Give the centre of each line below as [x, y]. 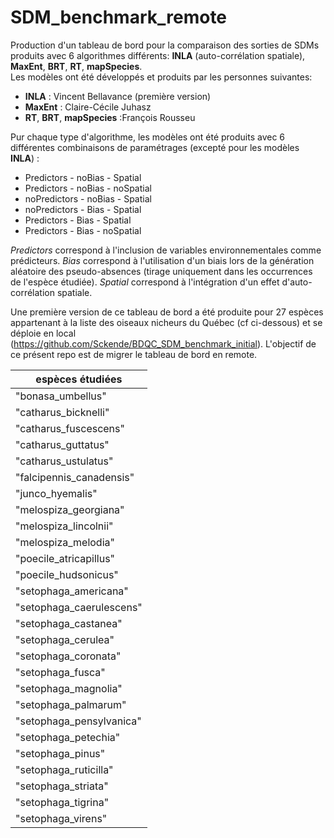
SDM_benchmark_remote [119, 17]
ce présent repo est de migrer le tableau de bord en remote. [134, 354]
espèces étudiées [79, 379]
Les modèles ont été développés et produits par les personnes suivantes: [161, 77]
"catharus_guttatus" [62, 444]
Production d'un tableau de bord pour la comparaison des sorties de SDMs [165, 45]
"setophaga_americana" [72, 591]
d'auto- [297, 282]
